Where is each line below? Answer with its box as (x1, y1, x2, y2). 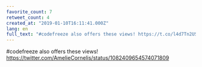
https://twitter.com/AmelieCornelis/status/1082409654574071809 (6, 54, 170, 62)
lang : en (6, 25, 28, 32)
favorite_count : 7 (6, 8, 52, 15)
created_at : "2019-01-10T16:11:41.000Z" (6, 20, 109, 26)
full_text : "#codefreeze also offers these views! (6, 31, 136, 37)
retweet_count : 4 (6, 14, 50, 21)
